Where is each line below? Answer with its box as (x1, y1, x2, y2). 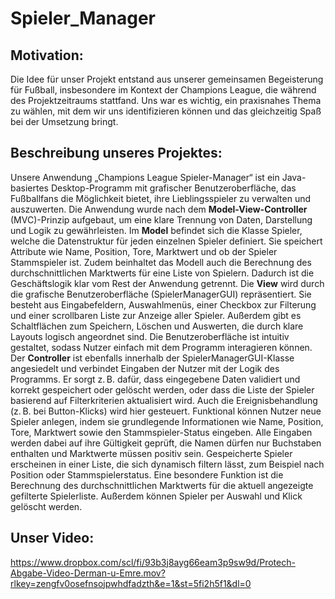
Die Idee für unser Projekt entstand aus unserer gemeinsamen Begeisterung (10, 73, 324, 85)
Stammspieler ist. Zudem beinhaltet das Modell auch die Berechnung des (10, 256, 312, 268)
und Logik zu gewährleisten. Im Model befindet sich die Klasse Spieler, (10, 224, 303, 236)
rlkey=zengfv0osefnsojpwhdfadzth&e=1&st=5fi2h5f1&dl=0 (10, 577, 252, 589)
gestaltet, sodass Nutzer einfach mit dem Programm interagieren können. (10, 341, 313, 353)
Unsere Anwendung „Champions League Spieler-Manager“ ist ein (10, 171, 280, 183)
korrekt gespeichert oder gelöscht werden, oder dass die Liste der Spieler (10, 383, 315, 396)
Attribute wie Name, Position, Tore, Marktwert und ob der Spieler (10, 245, 278, 257)
